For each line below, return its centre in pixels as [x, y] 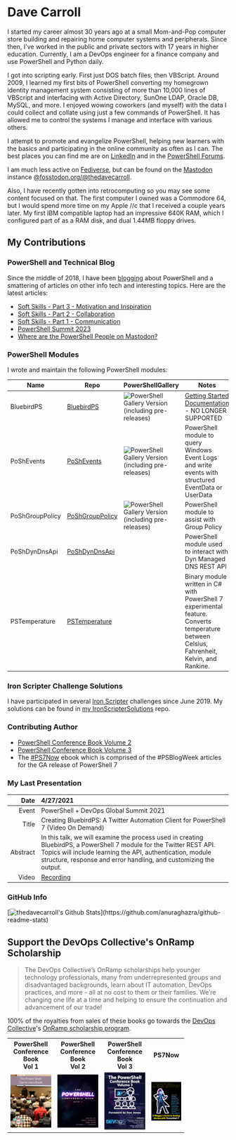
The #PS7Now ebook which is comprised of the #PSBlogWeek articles [119, 757]
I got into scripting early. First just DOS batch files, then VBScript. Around [113, 75]
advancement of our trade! [63, 1007]
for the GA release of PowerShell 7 [67, 765]
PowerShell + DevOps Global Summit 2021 [103, 810]
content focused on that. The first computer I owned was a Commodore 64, [117, 198]
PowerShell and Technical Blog [61, 263]
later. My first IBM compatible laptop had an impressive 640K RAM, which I [116, 213]
